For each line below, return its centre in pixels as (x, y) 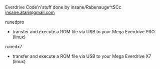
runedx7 (14, 46)
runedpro (15, 22)
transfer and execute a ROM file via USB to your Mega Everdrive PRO (83, 32)
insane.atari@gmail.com (30, 12)
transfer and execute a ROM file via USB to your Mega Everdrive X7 (82, 56)
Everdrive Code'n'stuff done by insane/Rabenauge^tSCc (63, 7)
